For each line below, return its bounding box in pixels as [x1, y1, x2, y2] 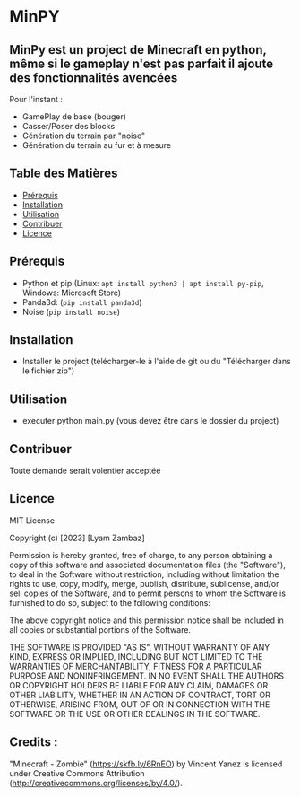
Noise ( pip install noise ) [21, 306, 121, 317]
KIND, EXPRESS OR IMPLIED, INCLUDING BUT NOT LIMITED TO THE [9, 651, 263, 661]
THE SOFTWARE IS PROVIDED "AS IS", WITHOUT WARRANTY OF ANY [9, 642, 270, 652]
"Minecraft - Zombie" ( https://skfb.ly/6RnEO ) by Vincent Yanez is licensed [9, 758, 283, 769]
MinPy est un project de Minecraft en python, [9, 42, 267, 57]
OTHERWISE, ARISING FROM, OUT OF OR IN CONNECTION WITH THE [9, 698, 270, 710]
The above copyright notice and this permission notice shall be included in [9, 615, 284, 626]
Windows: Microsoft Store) [21, 287, 122, 298]
